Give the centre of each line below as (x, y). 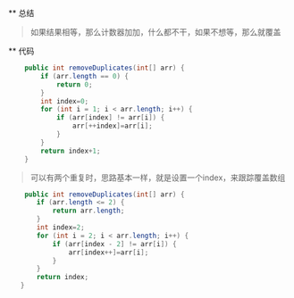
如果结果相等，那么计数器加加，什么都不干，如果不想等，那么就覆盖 (155, 32)
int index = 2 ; (61, 228)
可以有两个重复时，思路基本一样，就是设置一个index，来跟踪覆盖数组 (158, 178)
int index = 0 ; (65, 101)
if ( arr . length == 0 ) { (84, 76)
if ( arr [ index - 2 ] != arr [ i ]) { (114, 244)
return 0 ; (74, 84)
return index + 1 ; (71, 151)
